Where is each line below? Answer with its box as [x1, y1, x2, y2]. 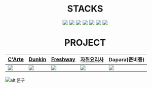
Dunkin [28, 56, 47, 63]
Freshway [51, 56, 75, 63]
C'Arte [8, 56, 24, 63]
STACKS [67, 3, 103, 15]
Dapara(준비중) [108, 56, 145, 63]
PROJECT [64, 37, 106, 48]
